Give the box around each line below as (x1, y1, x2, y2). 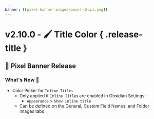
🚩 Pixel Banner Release (5, 62, 77, 70)
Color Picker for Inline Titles (12, 87, 74, 93)
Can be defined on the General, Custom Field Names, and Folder (19, 103, 150, 109)
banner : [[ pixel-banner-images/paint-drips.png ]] (5, 7, 108, 12)
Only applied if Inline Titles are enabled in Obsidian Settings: (19, 93, 146, 99)
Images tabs (19, 108, 45, 114)
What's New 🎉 (5, 76, 39, 83)
